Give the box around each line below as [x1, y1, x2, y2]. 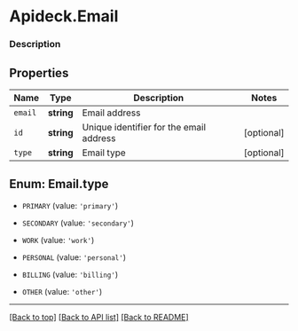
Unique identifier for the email [82, 121, 207, 133]
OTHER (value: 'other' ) [21, 286, 103, 296]
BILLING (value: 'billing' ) [21, 269, 118, 280]
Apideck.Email [9, 6, 119, 27]
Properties [9, 65, 69, 81]
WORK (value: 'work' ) [21, 234, 95, 245]
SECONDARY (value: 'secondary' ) [21, 217, 135, 228]
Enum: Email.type [9, 177, 109, 192]
